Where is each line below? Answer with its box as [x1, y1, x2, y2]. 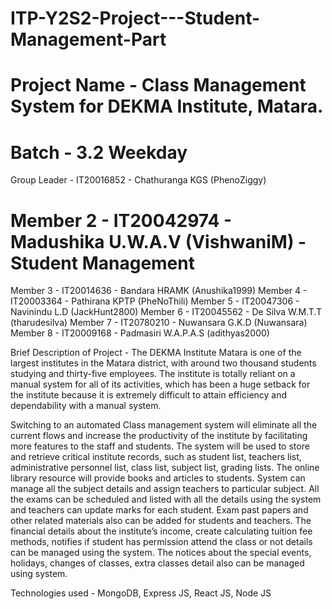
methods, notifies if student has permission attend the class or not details [10, 536, 313, 548]
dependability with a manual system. [10, 400, 162, 412]
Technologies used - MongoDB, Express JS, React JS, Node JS [10, 587, 272, 599]
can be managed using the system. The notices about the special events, [10, 547, 312, 559]
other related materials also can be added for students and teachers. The [10, 515, 312, 527]
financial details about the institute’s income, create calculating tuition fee [10, 525, 313, 537]
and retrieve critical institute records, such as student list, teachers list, [10, 451, 302, 463]
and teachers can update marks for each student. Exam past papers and [10, 504, 309, 516]
